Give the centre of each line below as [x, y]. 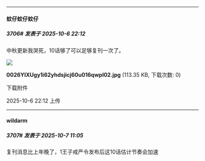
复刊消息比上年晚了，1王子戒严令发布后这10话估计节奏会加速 [82, 152]
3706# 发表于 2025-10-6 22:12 [46, 34]
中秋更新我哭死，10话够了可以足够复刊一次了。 [65, 50]
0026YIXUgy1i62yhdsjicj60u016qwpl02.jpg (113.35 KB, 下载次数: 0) [94, 74]
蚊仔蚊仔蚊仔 [22, 18]
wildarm [17, 121]
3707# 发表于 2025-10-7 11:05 [45, 135]
